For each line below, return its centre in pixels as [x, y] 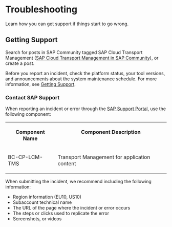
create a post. [20, 63]
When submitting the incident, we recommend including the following [79, 182]
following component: [28, 114]
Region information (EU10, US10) [47, 197]
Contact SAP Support [33, 97]
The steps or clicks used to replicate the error [61, 213]
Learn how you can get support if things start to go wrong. [67, 24]
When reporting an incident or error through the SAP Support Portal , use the [86, 109]
